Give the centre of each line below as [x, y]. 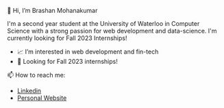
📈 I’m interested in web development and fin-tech [88, 52]
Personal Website [42, 98]
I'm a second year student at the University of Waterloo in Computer [103, 23]
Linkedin [29, 91]
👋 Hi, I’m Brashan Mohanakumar [52, 11]
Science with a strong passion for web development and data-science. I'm [112, 31]
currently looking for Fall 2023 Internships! [67, 38]
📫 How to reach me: [36, 75]
